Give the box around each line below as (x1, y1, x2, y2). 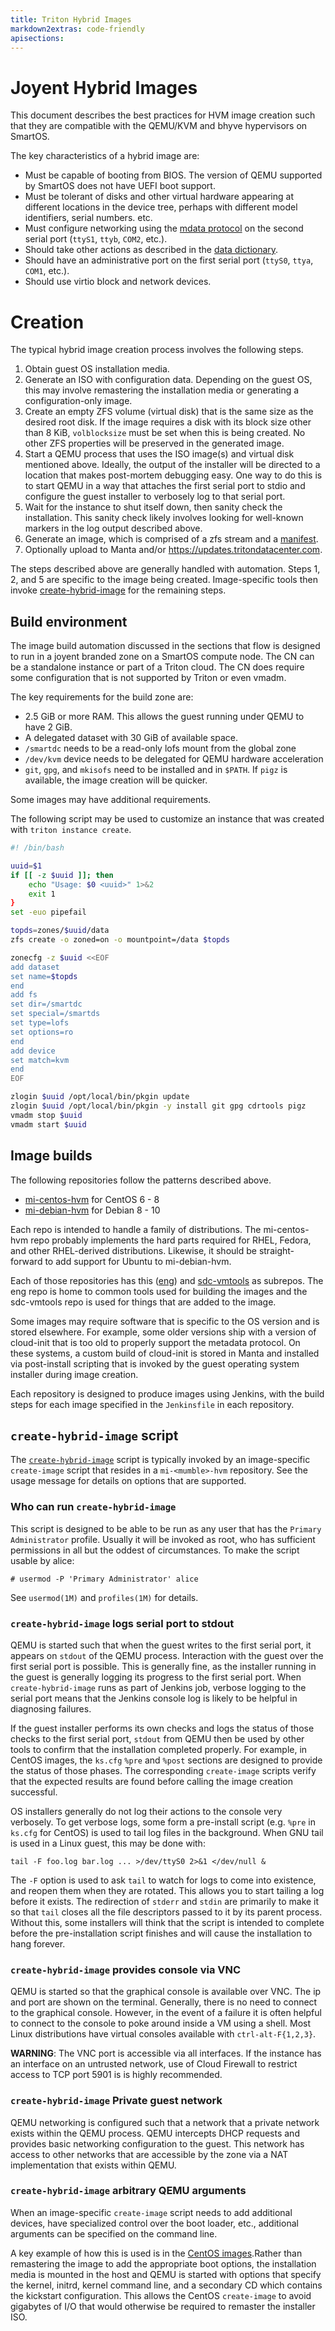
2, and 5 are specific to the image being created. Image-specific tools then (10, 574, 318, 586)
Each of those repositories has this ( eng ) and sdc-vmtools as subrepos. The (10, 1274, 324, 1286)
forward (10, 1255, 43, 1267)
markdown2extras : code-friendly (10, 24, 145, 34)
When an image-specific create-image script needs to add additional (10, 2206, 293, 2218)
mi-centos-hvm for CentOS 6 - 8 (24, 1193, 160, 1205)
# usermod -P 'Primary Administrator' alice (10, 1574, 199, 1584)
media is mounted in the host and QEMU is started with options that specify (10, 2268, 322, 2280)
